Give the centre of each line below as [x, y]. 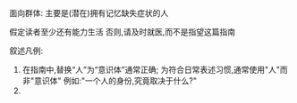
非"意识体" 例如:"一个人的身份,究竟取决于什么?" [110, 81]
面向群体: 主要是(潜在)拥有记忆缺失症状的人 [89, 13]
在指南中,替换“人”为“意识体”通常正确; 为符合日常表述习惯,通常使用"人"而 [155, 70]
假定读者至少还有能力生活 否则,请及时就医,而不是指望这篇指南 [123, 32]
